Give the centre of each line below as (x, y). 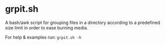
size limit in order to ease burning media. (46, 27)
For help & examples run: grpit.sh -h (43, 37)
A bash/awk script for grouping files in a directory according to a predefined (83, 22)
